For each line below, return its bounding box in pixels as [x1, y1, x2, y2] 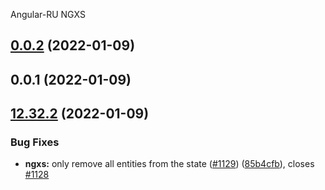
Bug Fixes [10, 135, 60, 149]
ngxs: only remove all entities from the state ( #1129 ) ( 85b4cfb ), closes [24, 158, 315, 170]
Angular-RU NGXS [10, 9, 86, 20]
